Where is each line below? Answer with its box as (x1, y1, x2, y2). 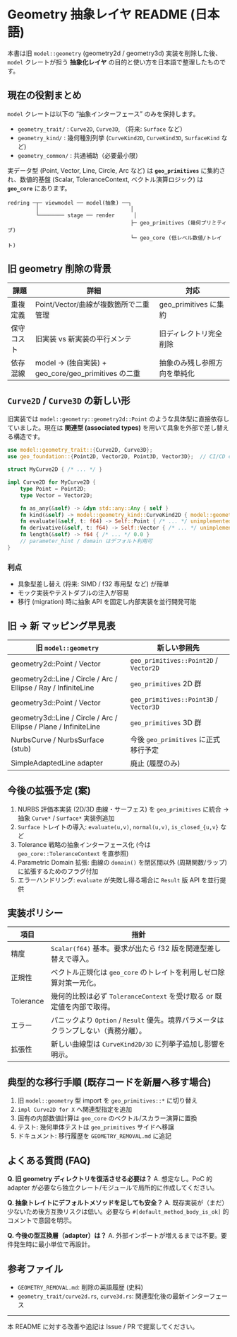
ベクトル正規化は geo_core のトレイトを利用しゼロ (50, 967, 218, 977)
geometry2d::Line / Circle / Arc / (11, 673, 118, 683)
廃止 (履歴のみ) (130, 758, 181, 768)
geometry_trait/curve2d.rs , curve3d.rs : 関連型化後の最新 (17, 1292, 186, 1300)
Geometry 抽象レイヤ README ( (7, 6, 195, 23)
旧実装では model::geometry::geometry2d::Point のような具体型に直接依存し (7, 415, 230, 423)
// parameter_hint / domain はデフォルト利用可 (20, 537, 153, 545)
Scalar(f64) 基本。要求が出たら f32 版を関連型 (50, 943, 207, 953)
